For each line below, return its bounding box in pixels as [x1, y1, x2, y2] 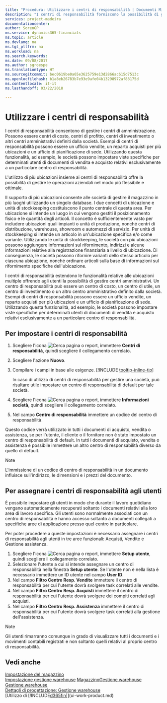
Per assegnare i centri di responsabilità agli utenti [5, 487, 162, 495]
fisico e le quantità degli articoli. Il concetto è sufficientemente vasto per [5, 215, 153, 221]
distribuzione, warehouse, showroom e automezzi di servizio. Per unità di [5, 226, 156, 232]
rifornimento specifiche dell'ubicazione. [5, 263, 86, 269]
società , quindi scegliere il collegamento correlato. [12, 402, 117, 408]
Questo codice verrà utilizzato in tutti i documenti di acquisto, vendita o [5, 426, 151, 432]
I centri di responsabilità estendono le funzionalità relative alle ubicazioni [5, 273, 154, 279]
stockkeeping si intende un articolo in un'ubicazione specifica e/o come [5, 231, 153, 237]
